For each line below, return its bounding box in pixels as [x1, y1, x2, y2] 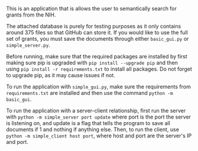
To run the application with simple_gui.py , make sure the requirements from [6, 83, 191, 90]
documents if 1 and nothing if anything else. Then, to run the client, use [6, 126, 179, 133]
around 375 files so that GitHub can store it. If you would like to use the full [6, 29, 188, 36]
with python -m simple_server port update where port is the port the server [6, 113, 191, 120]
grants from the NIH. [6, 11, 56, 18]
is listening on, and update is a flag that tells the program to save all [6, 120, 170, 126]
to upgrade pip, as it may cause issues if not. [6, 72, 115, 78]
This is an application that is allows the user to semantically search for [6, 5, 177, 12]
